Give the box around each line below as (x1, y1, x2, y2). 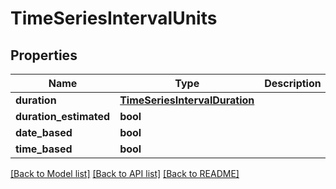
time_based (15, 142, 73, 156)
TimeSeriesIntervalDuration (119, 93, 255, 107)
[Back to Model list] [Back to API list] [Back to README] (10, 168, 240, 179)
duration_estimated (15, 110, 111, 123)
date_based (15, 126, 73, 139)
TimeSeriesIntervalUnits (10, 7, 218, 30)
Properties (10, 47, 78, 64)
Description (264, 77, 322, 90)
